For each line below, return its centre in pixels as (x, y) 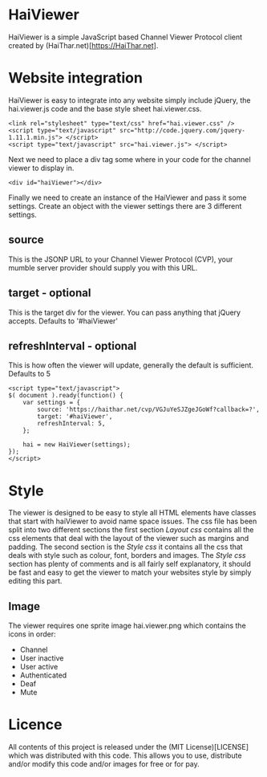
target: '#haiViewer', (75, 417)
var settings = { (52, 403)
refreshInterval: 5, (71, 424)
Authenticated (43, 675)
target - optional (50, 293)
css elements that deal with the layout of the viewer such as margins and (129, 539)
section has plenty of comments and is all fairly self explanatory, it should (129, 564)
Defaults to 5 (29, 374)
